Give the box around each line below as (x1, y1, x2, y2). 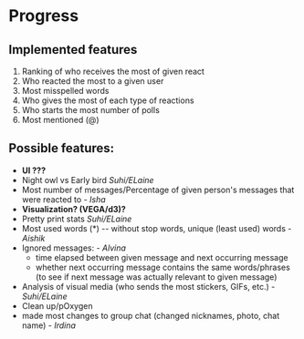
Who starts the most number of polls (21, 105, 161, 115)
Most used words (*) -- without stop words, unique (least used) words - (21, 222, 292, 233)
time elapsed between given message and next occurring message (35, 252, 288, 262)
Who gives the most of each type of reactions (21, 95, 194, 106)
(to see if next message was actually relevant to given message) (35, 271, 278, 282)
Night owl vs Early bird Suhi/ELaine (21, 174, 154, 185)
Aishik (21, 232, 46, 243)
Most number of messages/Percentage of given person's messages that (21, 184, 295, 195)
